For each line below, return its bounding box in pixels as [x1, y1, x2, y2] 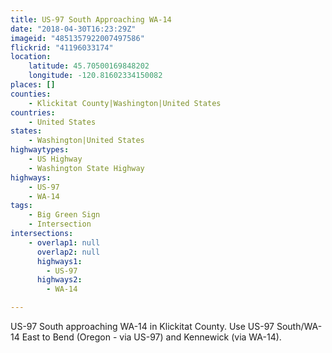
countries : [10, 107, 56, 118]
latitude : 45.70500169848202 [28, 61, 150, 71]
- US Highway [28, 154, 83, 164]
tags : [10, 201, 33, 211]
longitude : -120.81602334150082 [28, 71, 163, 81]
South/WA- [276, 321, 323, 332]
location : [10, 52, 52, 62]
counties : [10, 89, 52, 99]
